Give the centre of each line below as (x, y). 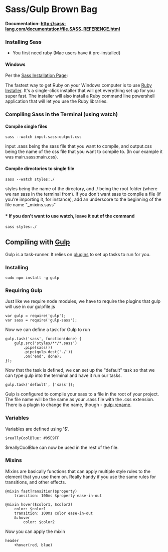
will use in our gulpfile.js (30, 307)
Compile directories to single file (40, 169)
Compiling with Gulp (38, 242)
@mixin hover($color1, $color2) (39, 504)
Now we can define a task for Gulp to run (48, 330)
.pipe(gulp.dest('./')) (48, 352)
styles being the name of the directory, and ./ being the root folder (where (81, 188)
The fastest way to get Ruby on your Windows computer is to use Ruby (78, 85)
